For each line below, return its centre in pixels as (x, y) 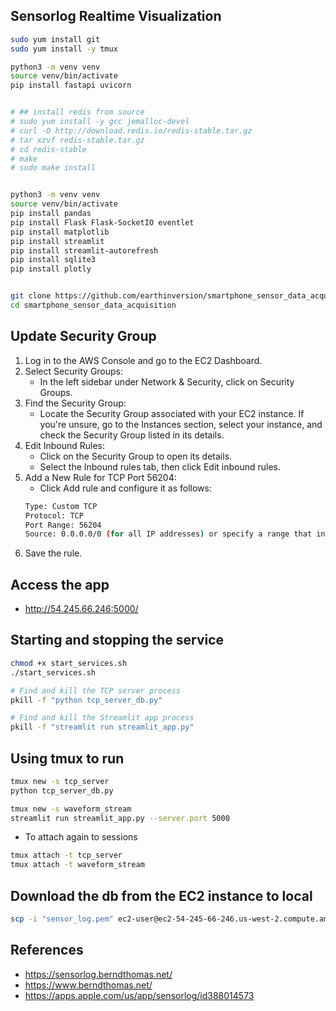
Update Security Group (83, 336)
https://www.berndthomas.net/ (88, 985)
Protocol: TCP (54, 515)
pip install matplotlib (60, 232)
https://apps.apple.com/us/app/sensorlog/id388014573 (139, 995)
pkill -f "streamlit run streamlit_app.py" (102, 727)
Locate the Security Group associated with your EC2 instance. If (172, 413)
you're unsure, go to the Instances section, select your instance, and (181, 424)
